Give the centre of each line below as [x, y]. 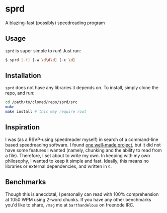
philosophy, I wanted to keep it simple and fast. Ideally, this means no [77, 161]
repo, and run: [20, 93]
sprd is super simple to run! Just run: [43, 50]
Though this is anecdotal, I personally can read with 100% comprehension [82, 194]
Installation [23, 76]
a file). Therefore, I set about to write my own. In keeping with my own [78, 155]
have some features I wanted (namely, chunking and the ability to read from [83, 150]
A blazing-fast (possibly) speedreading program [55, 23]
